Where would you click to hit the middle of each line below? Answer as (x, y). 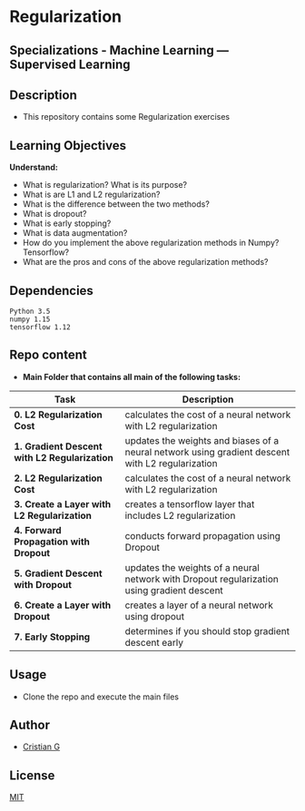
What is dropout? (54, 214)
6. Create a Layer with (63, 605)
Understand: (34, 167)
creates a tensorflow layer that (190, 503)
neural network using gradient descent (207, 452)
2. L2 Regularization (58, 478)
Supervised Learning (70, 64)
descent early (154, 642)
